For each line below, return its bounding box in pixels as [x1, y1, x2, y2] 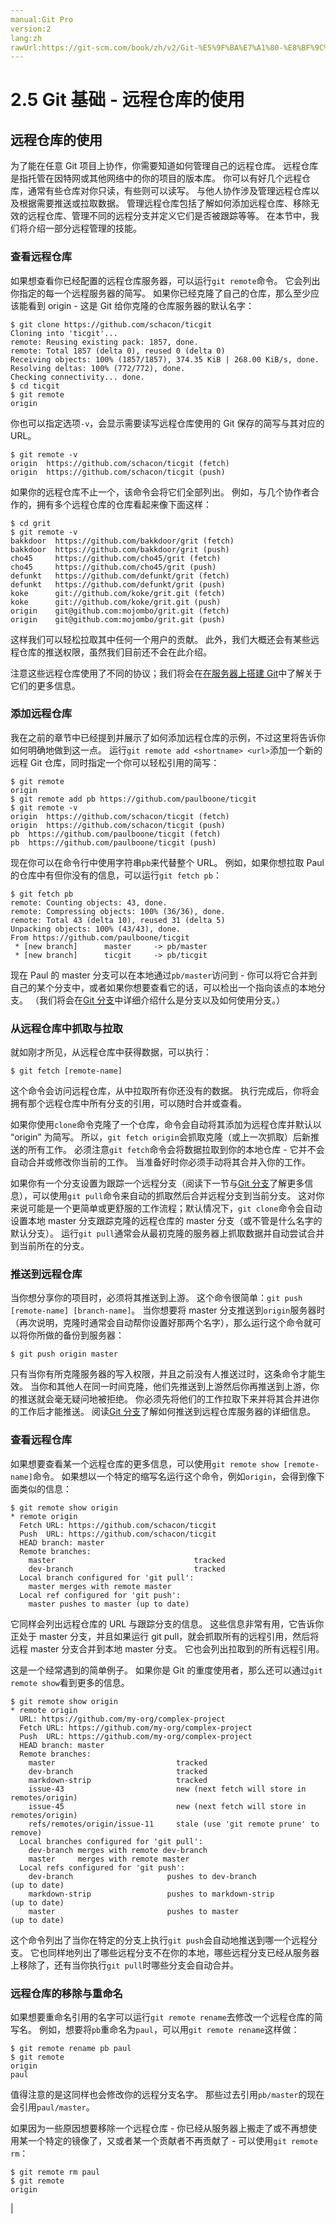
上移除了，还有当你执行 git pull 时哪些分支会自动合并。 [10, 1959, 240, 1971]
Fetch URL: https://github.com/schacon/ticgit [19, 1520, 217, 1530]
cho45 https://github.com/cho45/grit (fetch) [10, 553, 222, 563]
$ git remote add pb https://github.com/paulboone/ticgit [10, 794, 257, 804]
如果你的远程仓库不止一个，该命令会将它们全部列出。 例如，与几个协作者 [10, 486, 311, 498]
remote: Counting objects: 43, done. [10, 897, 168, 908]
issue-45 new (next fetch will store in [28, 1801, 307, 1811]
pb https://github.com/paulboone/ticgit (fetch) [10, 829, 222, 839]
